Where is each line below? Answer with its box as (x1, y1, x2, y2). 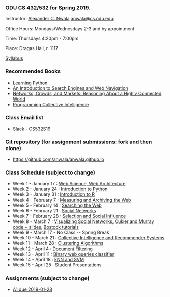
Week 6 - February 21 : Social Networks (12, 208, 96, 214)
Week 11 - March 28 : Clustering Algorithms (12, 240, 104, 246)
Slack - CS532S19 (12, 126, 51, 132)
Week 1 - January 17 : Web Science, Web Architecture (12, 181, 126, 187)
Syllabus (5, 55, 23, 61)
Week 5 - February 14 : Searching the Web (12, 202, 102, 208)
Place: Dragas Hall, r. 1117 (5, 45, 59, 52)
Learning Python (12, 80, 48, 86)
